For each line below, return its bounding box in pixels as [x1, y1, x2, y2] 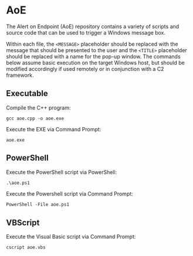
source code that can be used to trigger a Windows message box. [6, 29, 166, 36]
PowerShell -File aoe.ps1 [6, 202, 69, 208]
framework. [6, 71, 34, 78]
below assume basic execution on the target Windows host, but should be [6, 59, 185, 66]
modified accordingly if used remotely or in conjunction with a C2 [6, 65, 164, 72]
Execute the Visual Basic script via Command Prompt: [6, 233, 136, 240]
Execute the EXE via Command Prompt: [6, 125, 101, 132]
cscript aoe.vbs [6, 244, 46, 251]
